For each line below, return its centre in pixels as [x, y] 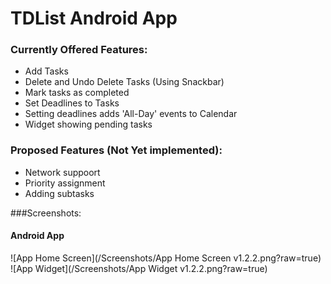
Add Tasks [46, 71]
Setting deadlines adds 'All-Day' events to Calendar [131, 114]
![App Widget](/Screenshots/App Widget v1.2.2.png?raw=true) [139, 268]
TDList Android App [94, 18]
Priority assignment [65, 183]
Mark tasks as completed [77, 93]
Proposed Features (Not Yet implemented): [116, 150]
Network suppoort [62, 172]
